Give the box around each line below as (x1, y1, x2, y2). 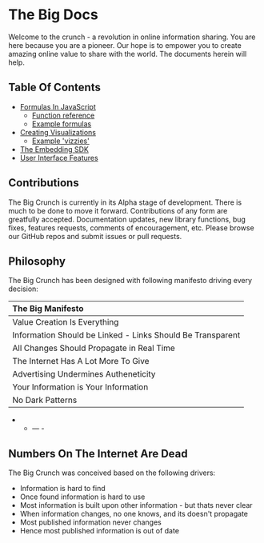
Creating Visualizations (19, 127, 96, 137)
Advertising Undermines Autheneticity (12, 369, 156, 380)
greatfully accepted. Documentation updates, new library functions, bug (8, 214, 246, 224)
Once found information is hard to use (19, 492, 146, 501)
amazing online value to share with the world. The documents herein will (8, 49, 247, 58)
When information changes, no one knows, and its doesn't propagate (19, 509, 248, 519)
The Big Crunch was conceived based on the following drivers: (8, 468, 216, 477)
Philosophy (8, 254, 66, 268)
